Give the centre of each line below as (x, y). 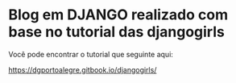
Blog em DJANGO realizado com (118, 15)
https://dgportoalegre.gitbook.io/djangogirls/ (83, 69)
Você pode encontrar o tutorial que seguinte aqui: (91, 54)
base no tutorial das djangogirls (117, 32)
